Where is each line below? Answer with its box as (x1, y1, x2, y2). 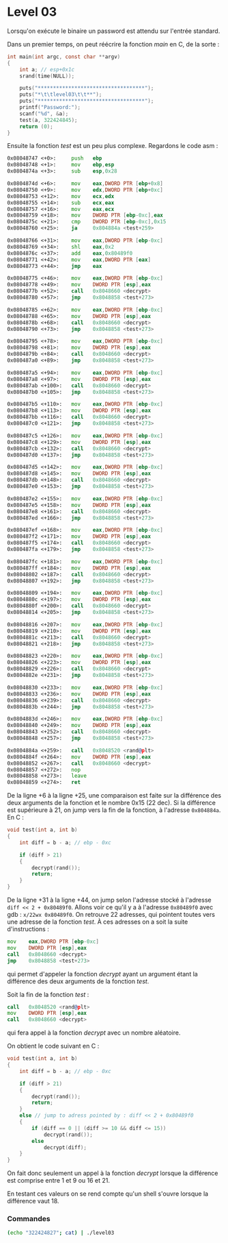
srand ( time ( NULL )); (19, 73, 75, 79)
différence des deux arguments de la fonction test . (7, 977, 149, 985)
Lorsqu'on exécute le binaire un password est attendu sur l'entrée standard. (7, 27, 220, 35)
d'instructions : (7, 925, 49, 933)
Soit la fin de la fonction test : (7, 990, 89, 998)
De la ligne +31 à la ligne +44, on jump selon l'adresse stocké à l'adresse (7, 896, 212, 904)
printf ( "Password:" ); (19, 104, 81, 111)
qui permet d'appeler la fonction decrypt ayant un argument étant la (7, 970, 198, 978)
